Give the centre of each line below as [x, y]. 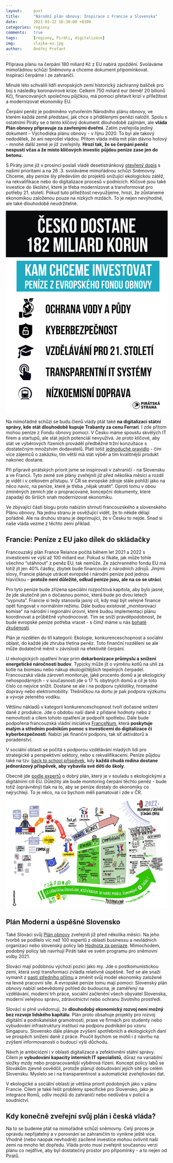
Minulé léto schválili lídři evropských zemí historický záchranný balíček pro [85, 85]
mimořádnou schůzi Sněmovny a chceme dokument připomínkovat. [77, 69]
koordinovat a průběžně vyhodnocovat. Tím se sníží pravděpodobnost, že [84, 616]
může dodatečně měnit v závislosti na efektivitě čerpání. [65, 648]
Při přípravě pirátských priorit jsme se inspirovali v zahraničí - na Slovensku [85, 470]
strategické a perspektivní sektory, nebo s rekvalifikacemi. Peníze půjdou [83, 755]
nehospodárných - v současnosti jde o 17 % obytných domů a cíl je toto [81, 680]
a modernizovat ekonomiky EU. [39, 101]
